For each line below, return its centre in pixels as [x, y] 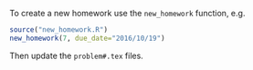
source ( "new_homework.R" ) [58, 30]
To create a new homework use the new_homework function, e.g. [127, 13]
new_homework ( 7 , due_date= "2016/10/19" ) [88, 38]
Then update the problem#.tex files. [76, 55]
